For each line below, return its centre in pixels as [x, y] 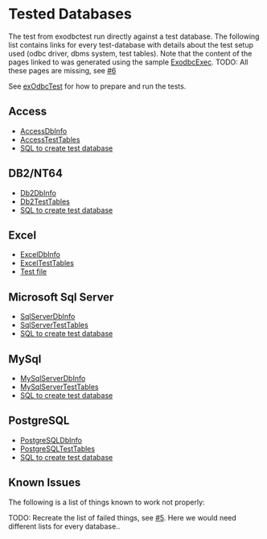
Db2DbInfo [38, 193]
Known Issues [45, 483]
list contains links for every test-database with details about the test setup [131, 44]
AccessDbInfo [43, 131]
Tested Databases [70, 14]
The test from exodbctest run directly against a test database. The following [134, 36]
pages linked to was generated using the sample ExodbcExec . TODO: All [128, 62]
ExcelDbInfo [40, 255]
